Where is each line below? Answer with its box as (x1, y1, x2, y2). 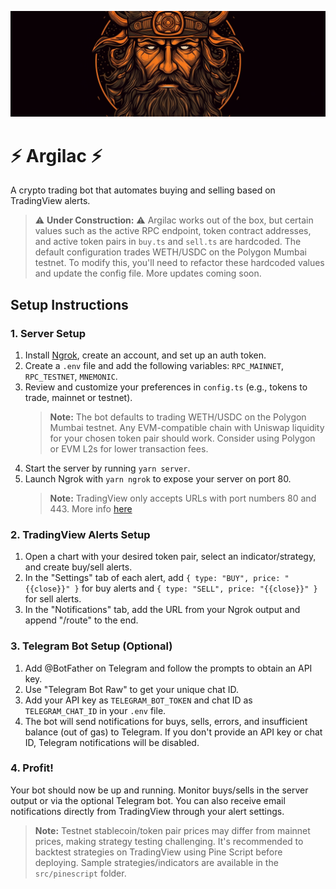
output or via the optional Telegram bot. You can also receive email (10, 794, 286, 806)
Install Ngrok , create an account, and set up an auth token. (24, 349, 267, 361)
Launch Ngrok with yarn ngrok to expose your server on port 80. (24, 472, 292, 485)
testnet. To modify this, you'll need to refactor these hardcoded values (34, 257, 325, 269)
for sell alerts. (24, 593, 82, 605)
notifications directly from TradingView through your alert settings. (10, 805, 285, 817)
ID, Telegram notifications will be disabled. (24, 736, 200, 748)
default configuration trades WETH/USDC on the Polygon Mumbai (34, 246, 307, 258)
